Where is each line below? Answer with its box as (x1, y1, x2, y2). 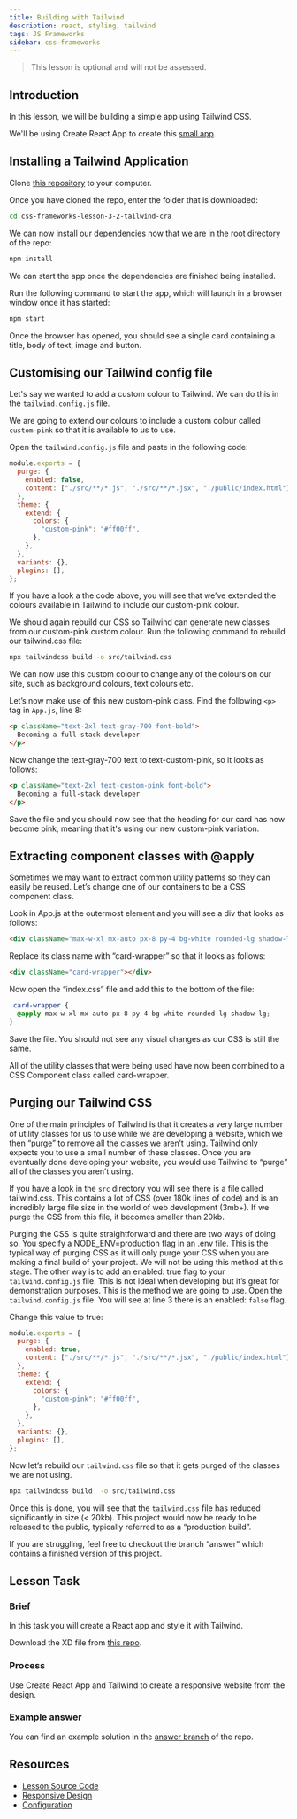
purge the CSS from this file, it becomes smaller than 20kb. (9, 1211, 225, 1222)
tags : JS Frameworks (9, 29, 86, 38)
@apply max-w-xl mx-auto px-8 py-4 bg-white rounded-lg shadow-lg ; (17, 1009, 271, 1018)
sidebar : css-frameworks (9, 37, 101, 47)
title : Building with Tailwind (9, 12, 125, 22)
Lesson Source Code (21, 1780, 99, 1791)
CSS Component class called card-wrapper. (9, 1069, 170, 1080)
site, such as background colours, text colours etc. (9, 679, 194, 689)
